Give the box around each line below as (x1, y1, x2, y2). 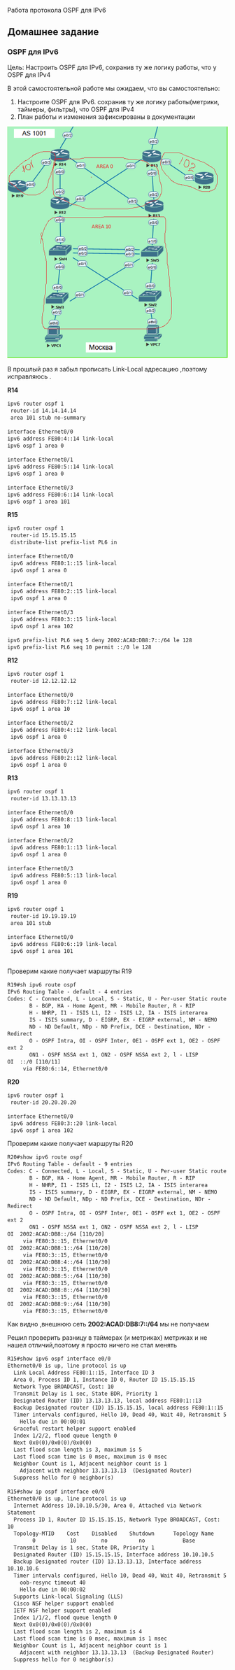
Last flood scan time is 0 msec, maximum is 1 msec (13, 1635, 168, 1643)
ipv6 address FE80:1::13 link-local (10, 844, 117, 851)
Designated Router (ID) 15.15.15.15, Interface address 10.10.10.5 (13, 1551, 215, 1559)
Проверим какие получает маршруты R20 (7, 1140, 134, 1148)
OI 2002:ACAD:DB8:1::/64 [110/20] (7, 1245, 111, 1252)
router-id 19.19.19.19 (10, 913, 77, 920)
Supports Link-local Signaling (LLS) (13, 1593, 124, 1601)
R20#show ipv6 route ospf (7, 1154, 83, 1161)
